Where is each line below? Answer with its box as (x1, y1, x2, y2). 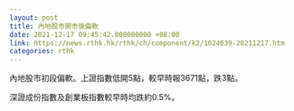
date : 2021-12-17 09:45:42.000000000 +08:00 (9, 30, 180, 39)
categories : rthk (9, 47, 75, 56)
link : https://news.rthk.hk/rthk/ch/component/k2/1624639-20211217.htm (9, 38, 285, 48)
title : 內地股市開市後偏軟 (9, 22, 100, 31)
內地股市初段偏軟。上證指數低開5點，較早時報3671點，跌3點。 (9, 73, 242, 84)
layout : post (9, 13, 59, 23)
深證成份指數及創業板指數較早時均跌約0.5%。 (9, 92, 180, 103)
